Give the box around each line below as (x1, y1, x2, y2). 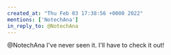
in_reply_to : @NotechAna (7, 22, 79, 29)
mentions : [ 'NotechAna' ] (7, 16, 79, 23)
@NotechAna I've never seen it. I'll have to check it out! (7, 41, 165, 50)
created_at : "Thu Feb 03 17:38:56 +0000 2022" (7, 10, 143, 17)
